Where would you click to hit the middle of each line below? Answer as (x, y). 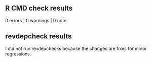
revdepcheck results (39, 37)
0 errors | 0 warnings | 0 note (36, 20)
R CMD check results (39, 8)
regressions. (18, 54)
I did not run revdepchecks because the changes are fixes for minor (76, 48)
